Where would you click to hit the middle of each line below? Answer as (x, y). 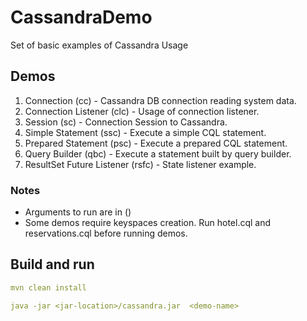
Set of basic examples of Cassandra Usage (99, 45)
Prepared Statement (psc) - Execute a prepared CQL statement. (156, 143)
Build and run (52, 264)
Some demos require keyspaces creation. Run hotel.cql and (148, 223)
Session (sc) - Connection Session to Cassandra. (126, 122)
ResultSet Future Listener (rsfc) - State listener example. (140, 164)
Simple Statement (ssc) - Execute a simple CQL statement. (145, 132)
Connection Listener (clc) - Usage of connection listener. (142, 111)
